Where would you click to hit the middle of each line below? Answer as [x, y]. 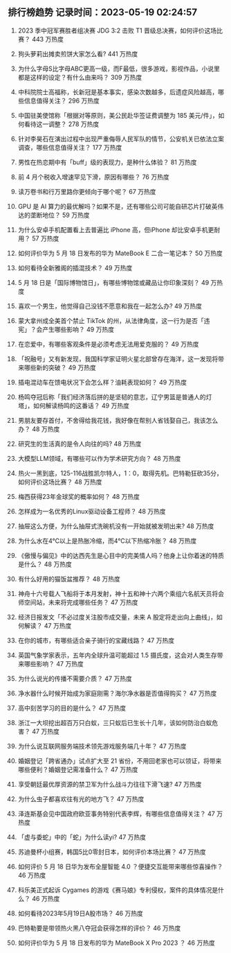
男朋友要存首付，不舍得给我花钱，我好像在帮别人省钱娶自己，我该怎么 [118, 420]
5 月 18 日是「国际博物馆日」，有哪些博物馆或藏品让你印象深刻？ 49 [113, 282]
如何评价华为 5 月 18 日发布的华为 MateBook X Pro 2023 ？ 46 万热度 [116, 943]
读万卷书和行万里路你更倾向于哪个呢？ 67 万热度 [87, 191]
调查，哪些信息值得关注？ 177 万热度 [70, 147]
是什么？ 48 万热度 [45, 564]
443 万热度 [48, 39]
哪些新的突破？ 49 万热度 [60, 367]
